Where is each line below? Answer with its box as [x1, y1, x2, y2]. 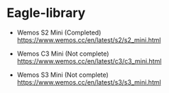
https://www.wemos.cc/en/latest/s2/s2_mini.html [16, 35, 161, 44]
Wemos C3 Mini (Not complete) [16, 49, 109, 58]
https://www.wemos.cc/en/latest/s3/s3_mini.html [16, 77, 161, 86]
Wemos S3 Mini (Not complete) [16, 70, 109, 79]
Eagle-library [6, 5, 86, 21]
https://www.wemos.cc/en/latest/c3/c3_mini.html [16, 56, 162, 65]
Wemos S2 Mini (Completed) [16, 28, 102, 37]
